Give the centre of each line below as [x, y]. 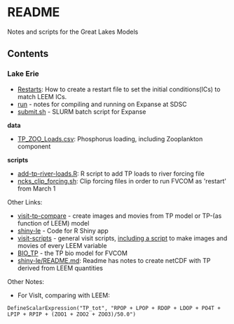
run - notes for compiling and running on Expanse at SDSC [102, 104]
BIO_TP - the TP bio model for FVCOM [73, 253]
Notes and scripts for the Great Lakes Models [73, 32]
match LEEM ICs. [42, 96]
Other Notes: [26, 281]
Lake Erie [23, 74]
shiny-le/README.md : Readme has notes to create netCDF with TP [114, 260]
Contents [28, 54]
